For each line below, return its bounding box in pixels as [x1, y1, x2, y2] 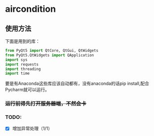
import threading [5, 67, 41, 71]
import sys [5, 57, 28, 62]
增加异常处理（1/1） [12, 126, 53, 132]
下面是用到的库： [5, 38, 40, 44]
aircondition [5, 3, 56, 15]
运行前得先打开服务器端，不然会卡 [5, 100, 87, 107]
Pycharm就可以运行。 [5, 87, 50, 93]
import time [5, 71, 30, 76]
